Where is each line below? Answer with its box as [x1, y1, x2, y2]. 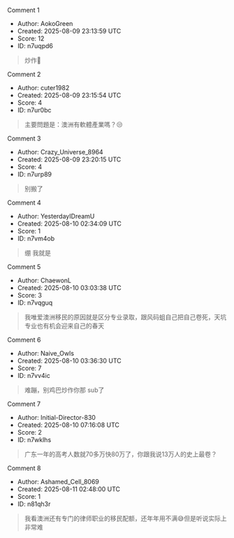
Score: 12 [17, 34, 45, 43]
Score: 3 [17, 291, 42, 299]
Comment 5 [7, 263, 41, 271]
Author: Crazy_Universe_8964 [17, 148, 103, 156]
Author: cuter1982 [17, 84, 70, 92]
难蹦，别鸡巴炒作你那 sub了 [24, 386, 105, 394]
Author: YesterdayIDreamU [17, 212, 95, 220]
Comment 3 [7, 134, 41, 143]
